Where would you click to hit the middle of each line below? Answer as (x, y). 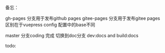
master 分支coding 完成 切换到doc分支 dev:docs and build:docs (72, 35)
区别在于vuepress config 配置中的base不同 (50, 25)
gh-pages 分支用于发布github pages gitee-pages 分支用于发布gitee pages (83, 18)
